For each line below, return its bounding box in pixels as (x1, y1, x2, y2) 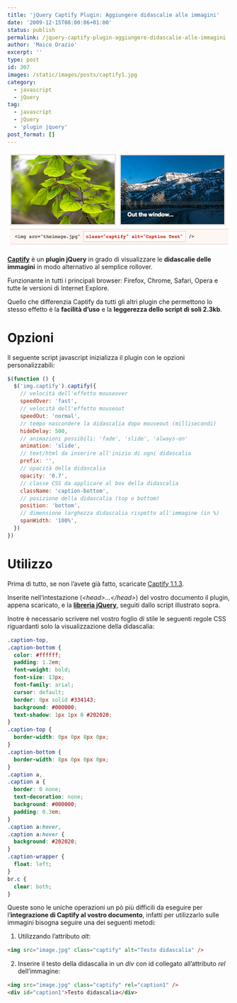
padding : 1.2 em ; (13, 659, 62, 666)
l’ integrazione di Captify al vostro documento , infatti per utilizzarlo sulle (7, 911, 219, 919)
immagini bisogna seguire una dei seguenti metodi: (7, 918, 156, 927)
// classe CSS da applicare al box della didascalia (20, 480, 179, 487)
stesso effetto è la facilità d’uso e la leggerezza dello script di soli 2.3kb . (7, 305, 223, 313)
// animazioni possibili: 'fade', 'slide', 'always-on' (20, 435, 189, 442)
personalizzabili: (7, 361, 55, 369)
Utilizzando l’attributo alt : (17, 932, 91, 941)
